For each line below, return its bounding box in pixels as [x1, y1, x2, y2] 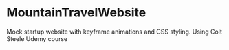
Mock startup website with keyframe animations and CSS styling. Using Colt [6, 27, 223, 36]
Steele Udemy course [6, 34, 68, 42]
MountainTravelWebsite [6, 5, 146, 21]
